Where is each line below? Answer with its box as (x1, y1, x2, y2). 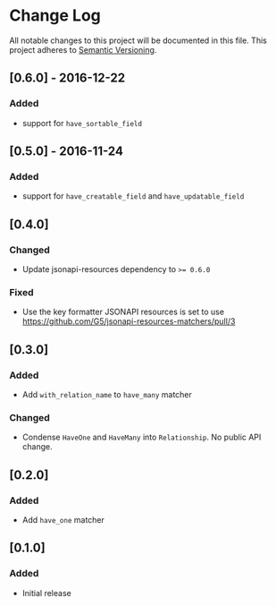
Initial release (21, 587, 71, 598)
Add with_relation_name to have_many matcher (21, 388, 192, 399)
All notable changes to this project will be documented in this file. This (9, 35, 268, 46)
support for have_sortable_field (21, 117, 143, 128)
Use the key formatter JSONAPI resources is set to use (21, 306, 225, 318)
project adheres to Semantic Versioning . (9, 44, 157, 55)
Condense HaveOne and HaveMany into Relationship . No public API (21, 431, 262, 443)
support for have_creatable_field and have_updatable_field (21, 191, 245, 201)
